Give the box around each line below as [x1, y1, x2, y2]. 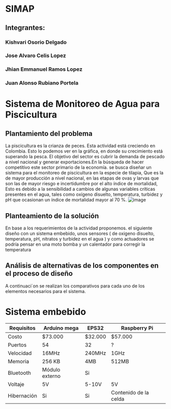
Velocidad [8, 349, 32, 357]
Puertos [8, 341, 27, 348]
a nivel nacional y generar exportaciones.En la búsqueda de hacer [5, 159, 144, 165]
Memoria [8, 358, 30, 365]
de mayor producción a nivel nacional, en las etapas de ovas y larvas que [5, 175, 159, 181]
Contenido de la [111, 389, 149, 396]
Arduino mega [43, 324, 79, 331]
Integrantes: [5, 23, 45, 32]
